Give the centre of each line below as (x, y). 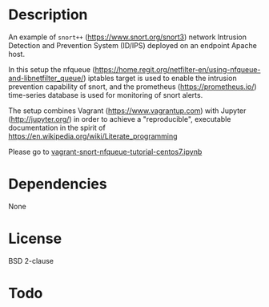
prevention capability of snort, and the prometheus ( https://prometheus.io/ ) (133, 87)
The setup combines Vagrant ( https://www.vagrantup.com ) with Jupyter (127, 111)
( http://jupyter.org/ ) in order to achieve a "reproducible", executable (120, 119)
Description (48, 15)
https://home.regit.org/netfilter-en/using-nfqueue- (178, 69)
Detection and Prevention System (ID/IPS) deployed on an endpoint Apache (133, 45)
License (35, 239)
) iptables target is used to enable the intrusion (161, 78)
